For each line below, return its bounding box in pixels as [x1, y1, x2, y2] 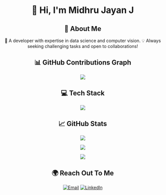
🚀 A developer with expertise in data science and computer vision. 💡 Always [4, 37, 161, 43]
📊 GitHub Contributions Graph [34, 58, 132, 67]
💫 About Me [64, 24, 102, 33]
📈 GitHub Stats [58, 119, 107, 128]
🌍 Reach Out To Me [51, 168, 114, 177]
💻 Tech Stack [60, 89, 105, 97]
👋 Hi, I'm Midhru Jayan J [31, 4, 134, 16]
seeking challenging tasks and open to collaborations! [27, 43, 139, 49]
